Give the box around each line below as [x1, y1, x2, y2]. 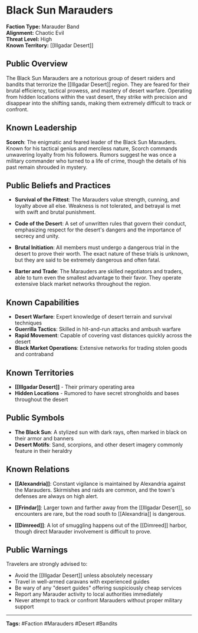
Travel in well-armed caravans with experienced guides [14, 578, 150, 585]
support [14, 603, 34, 610]
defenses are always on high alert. [14, 492, 98, 499]
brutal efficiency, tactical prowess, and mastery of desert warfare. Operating [6, 87, 192, 94]
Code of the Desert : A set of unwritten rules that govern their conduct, [14, 220, 187, 227]
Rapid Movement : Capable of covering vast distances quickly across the [14, 332, 192, 339]
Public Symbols [6, 413, 65, 423]
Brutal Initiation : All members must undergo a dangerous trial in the [14, 244, 180, 251]
